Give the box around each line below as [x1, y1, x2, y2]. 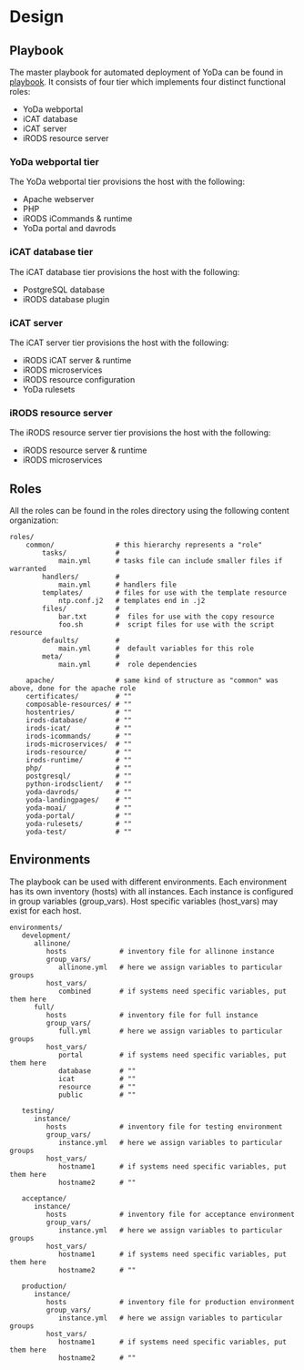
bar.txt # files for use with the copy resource [57, 612, 275, 621]
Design [9, 6, 65, 27]
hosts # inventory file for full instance [46, 1010, 258, 1019]
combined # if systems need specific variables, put [57, 987, 287, 996]
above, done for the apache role [9, 684, 137, 693]
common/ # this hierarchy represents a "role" [25, 540, 262, 549]
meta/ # [42, 652, 120, 661]
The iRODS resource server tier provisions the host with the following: [9, 427, 271, 438]
